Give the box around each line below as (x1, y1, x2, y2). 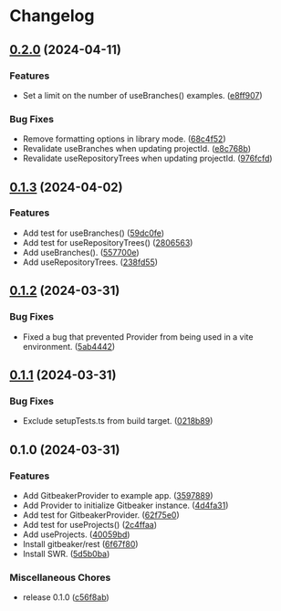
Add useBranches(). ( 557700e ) (22, 247, 140, 258)
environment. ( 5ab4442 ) (22, 341, 116, 352)
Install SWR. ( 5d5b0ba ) (22, 548, 110, 559)
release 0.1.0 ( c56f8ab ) (22, 592, 109, 603)
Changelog (9, 5, 95, 26)
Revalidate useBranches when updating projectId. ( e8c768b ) (22, 143, 252, 154)
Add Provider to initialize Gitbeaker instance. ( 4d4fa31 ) (22, 500, 229, 511)
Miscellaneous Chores (9, 571, 111, 584)
